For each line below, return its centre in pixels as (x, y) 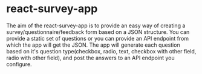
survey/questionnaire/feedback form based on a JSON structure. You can (98, 32)
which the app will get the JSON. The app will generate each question (93, 45)
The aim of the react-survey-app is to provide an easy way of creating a (96, 25)
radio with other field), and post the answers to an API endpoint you (90, 58)
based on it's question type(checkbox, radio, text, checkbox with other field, (101, 51)
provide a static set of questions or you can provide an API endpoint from (98, 38)
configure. (19, 64)
